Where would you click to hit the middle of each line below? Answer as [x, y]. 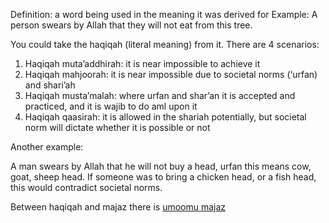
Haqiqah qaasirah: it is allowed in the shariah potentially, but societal [165, 117]
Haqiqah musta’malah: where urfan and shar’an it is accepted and [160, 95]
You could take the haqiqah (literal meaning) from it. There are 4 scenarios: [165, 44]
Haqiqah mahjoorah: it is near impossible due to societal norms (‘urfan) [171, 74]
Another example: [47, 147]
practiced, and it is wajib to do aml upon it [111, 106]
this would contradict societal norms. [86, 187]
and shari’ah [50, 85]
